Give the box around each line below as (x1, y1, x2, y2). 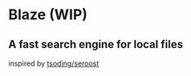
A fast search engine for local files (8, 38, 183, 51)
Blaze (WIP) (8, 6, 88, 24)
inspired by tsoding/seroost (8, 58, 100, 68)
